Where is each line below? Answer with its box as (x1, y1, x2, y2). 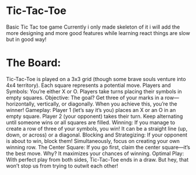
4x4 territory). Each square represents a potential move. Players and (6, 82, 171, 89)
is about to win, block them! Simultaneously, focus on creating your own (6, 137, 180, 144)
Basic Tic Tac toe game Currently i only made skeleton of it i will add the (6, 23, 180, 30)
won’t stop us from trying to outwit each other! (6, 162, 118, 169)
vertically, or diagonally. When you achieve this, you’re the (37, 100, 177, 107)
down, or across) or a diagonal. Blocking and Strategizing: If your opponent (6, 131, 188, 138)
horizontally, (6, 100, 36, 107)
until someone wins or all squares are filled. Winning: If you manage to (6, 118, 176, 126)
